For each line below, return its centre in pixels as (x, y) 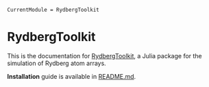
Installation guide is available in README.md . (72, 76)
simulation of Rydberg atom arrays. (57, 63)
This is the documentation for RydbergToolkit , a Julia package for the (104, 55)
